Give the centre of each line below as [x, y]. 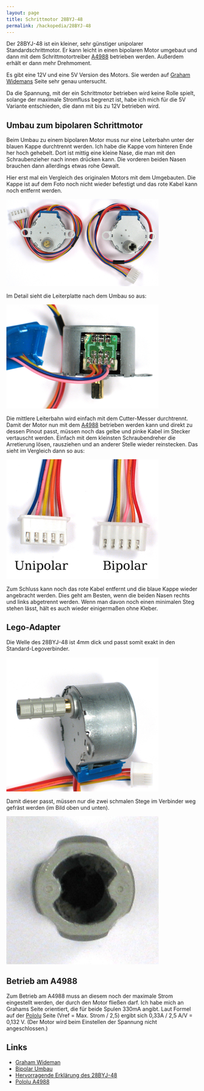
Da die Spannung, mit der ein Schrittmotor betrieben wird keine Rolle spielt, [101, 93]
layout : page [23, 13]
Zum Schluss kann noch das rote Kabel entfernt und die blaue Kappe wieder [102, 589]
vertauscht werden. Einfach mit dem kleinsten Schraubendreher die [91, 438]
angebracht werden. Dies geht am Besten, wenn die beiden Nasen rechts [98, 595]
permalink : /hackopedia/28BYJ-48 [49, 26]
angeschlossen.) [27, 1028]
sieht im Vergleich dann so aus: [46, 451]
